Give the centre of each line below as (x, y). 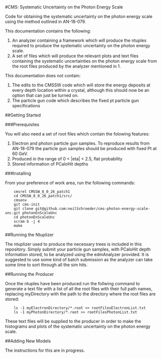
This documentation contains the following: (48, 31)
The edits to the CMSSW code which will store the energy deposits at (81, 85)
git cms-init (27, 205)
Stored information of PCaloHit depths (50, 164)
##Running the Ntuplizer (29, 235)
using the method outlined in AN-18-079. (45, 22)
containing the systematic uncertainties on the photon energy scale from (84, 61)
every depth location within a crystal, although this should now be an (81, 90)
